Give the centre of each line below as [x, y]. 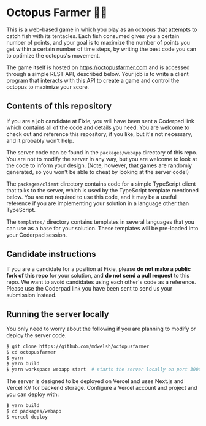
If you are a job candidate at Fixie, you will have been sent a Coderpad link [100, 121]
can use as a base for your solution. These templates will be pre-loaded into [102, 228]
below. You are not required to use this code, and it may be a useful [91, 197]
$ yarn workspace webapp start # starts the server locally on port [97, 369]
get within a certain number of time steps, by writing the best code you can [101, 49]
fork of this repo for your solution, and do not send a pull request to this [98, 275]
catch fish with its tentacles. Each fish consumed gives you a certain [93, 36]
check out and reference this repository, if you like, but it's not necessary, [99, 134]
